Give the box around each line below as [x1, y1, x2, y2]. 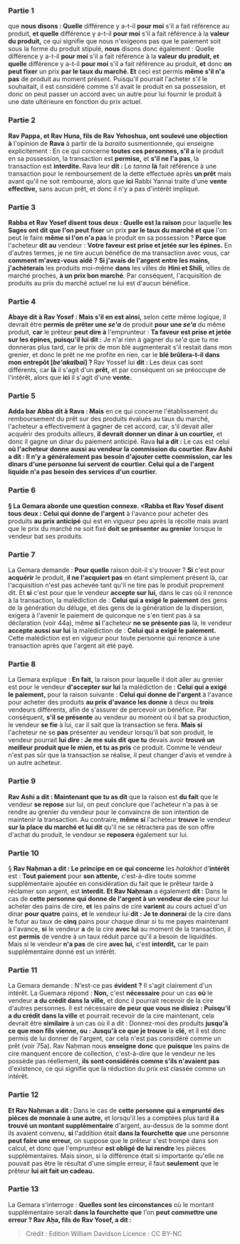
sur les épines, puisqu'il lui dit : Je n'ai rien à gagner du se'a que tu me [8, 335, 219, 344]
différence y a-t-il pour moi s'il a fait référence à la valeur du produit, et [8, 52, 219, 60]
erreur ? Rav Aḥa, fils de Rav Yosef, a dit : [8, 1216, 132, 1224]
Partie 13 [8, 1184, 39, 1194]
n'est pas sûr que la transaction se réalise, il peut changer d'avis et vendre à [8, 751, 232, 759]
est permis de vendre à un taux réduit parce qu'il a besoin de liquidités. [8, 932, 218, 941]
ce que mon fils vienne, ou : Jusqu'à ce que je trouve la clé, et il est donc [8, 1027, 226, 1035]
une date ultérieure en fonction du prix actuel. [8, 97, 142, 106]
